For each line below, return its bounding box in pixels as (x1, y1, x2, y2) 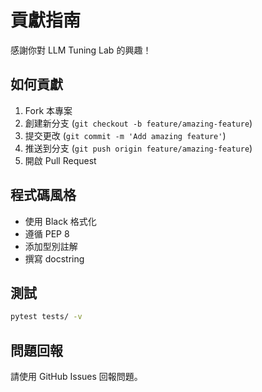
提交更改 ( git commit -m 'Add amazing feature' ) (24, 129, 227, 141)
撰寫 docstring (24, 252, 85, 265)
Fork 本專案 (24, 104, 73, 116)
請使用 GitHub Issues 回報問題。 (10, 371, 143, 383)
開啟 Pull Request (24, 154, 97, 166)
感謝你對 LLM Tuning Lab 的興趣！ (10, 44, 152, 56)
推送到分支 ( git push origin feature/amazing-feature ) (24, 142, 253, 154)
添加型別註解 (24, 240, 78, 252)
